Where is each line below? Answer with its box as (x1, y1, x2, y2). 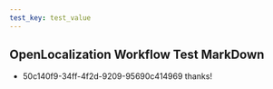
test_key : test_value (9, 13, 92, 23)
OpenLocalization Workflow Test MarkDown (9, 47, 265, 63)
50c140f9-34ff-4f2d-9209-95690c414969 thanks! (22, 71, 213, 82)
